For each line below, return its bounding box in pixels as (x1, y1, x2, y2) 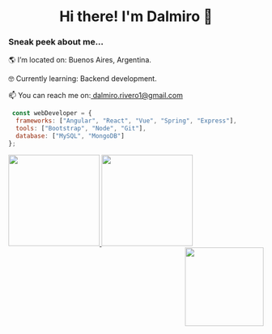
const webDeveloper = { (11, 109, 92, 118)
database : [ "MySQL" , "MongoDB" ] (15, 132, 125, 140)
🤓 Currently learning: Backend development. (8, 74, 157, 83)
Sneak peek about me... (8, 36, 104, 48)
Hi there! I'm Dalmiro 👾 (59, 7, 213, 26)
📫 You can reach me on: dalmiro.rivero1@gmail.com (8, 91, 184, 101)
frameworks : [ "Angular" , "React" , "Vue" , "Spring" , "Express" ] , (15, 117, 237, 125)
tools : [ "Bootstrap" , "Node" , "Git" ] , (15, 125, 147, 133)
